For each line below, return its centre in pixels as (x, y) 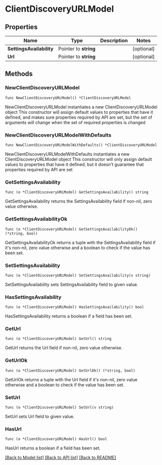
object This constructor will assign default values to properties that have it (79, 112)
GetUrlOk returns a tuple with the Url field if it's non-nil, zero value (71, 379)
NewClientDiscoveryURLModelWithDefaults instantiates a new (67, 154)
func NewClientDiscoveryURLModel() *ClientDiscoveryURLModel (68, 98)
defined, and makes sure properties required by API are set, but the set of (79, 117)
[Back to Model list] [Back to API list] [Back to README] (61, 458)
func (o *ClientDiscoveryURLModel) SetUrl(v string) (59, 408)
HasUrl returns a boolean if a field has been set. (53, 448)
